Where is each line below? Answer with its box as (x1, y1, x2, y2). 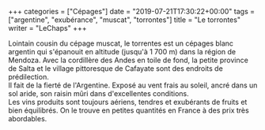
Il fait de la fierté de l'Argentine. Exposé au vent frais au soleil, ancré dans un (8, 80, 258, 90)
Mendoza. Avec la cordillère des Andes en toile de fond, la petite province (8, 55, 249, 65)
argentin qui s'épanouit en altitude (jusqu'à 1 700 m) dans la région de (8, 47, 236, 56)
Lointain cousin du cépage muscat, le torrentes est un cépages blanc (8, 39, 234, 48)
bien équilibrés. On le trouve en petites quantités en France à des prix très (8, 106, 249, 115)
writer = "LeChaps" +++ (8, 24, 87, 32)
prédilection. (8, 72, 49, 81)
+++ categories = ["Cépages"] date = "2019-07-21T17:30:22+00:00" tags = (8, 7, 256, 16)
